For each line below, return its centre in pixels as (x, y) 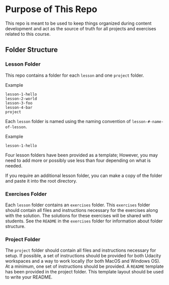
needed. (14, 165)
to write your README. (29, 277)
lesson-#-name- (148, 122)
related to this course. (28, 34)
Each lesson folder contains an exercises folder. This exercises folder (78, 205)
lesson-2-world (21, 99)
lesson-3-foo (19, 103)
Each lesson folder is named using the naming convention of (68, 121)
